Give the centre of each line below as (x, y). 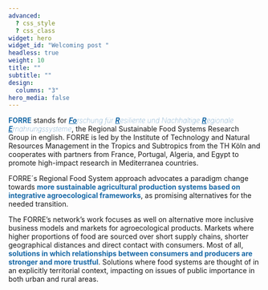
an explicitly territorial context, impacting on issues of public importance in (132, 271)
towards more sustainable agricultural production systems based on (124, 187)
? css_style (36, 23)
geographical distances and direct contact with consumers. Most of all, (126, 245)
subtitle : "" (30, 75)
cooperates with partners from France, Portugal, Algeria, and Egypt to (124, 155)
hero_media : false (39, 98)
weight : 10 (26, 61)
